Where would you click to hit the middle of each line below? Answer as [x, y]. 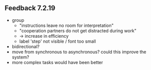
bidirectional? [26, 46]
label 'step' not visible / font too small [58, 41]
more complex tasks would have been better [57, 62]
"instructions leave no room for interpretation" [66, 25]
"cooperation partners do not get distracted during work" [78, 31]
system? [20, 57]
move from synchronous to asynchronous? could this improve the [79, 52]
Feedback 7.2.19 [30, 8]
